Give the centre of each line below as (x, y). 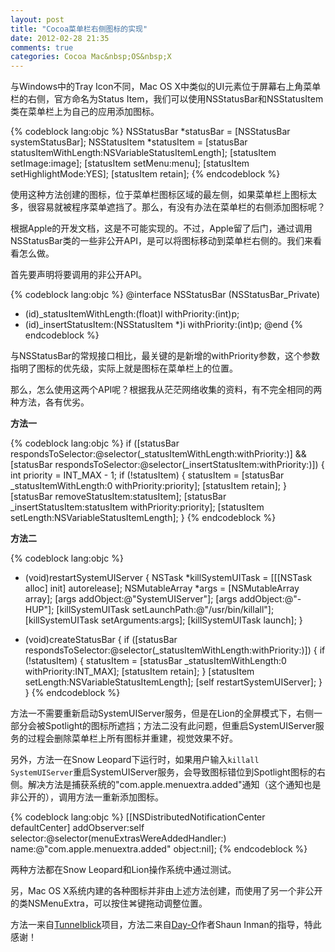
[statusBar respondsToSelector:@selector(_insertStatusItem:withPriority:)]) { (167, 465)
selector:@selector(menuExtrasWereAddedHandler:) (118, 838)
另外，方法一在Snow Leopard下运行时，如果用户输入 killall (135, 760)
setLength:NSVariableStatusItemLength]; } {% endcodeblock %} (143, 518)
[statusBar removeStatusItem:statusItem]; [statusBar (118, 497)
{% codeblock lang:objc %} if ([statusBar (95, 443)
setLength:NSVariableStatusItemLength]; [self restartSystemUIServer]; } (173, 682)
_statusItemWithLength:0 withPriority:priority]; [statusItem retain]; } (148, 486)
